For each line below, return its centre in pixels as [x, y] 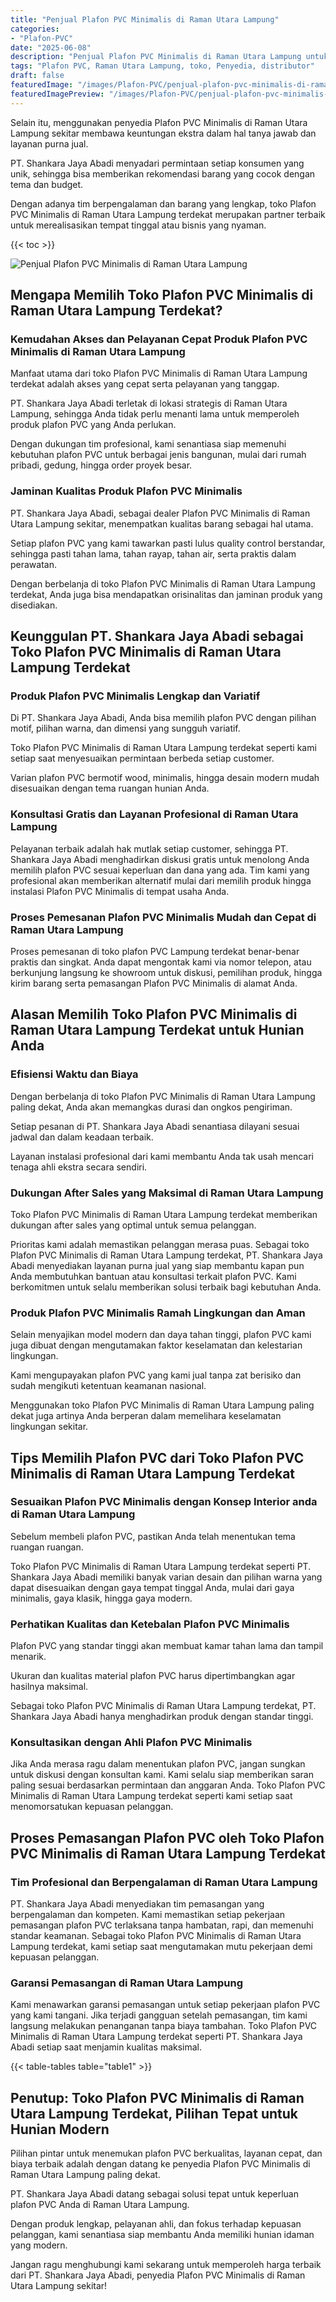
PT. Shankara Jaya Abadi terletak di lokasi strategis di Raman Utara [149, 403]
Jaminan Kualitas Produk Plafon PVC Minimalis [126, 491]
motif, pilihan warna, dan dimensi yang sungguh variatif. [125, 728]
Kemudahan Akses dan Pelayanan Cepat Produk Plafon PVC [159, 339]
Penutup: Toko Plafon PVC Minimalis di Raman [157, 2097]
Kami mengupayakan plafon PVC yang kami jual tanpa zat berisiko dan [156, 1375]
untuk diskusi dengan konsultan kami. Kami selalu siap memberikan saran [162, 1775]
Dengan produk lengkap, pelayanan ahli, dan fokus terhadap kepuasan [156, 2224]
